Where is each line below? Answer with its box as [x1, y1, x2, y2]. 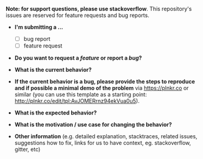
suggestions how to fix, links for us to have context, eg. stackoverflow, [14, 140, 191, 147]
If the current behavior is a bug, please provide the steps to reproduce [14, 78, 195, 85]
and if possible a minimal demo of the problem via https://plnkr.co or [14, 85, 189, 92]
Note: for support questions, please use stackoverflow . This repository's [5, 5, 192, 12]
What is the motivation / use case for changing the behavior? [14, 121, 173, 129]
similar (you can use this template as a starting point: [14, 91, 147, 98]
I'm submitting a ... [14, 24, 63, 30]
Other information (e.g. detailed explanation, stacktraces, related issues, [14, 133, 198, 140]
